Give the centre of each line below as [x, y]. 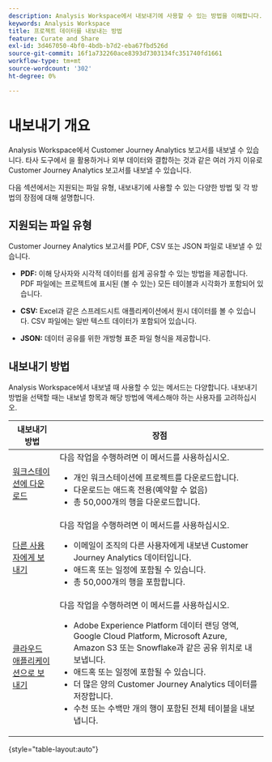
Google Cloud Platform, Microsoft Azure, [150, 636]
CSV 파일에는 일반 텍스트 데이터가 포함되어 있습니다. [114, 321]
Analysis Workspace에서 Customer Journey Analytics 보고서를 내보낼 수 [126, 150]
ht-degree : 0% [32, 76]
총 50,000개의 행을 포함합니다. [130, 582]
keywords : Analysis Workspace [59, 23]
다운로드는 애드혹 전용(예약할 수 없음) [140, 490]
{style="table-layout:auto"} [53, 749]
